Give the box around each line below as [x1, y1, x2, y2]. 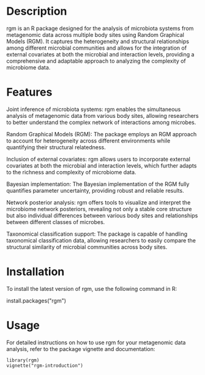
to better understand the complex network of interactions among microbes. [6, 118, 196, 126]
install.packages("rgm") [6, 296, 66, 304]
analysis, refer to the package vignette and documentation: [6, 345, 155, 352]
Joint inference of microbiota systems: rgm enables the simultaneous [6, 106, 181, 113]
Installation [6, 265, 65, 279]
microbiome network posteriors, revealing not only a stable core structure [6, 205, 192, 212]
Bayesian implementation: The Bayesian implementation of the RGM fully [6, 180, 190, 188]
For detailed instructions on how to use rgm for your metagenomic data [6, 339, 186, 346]
